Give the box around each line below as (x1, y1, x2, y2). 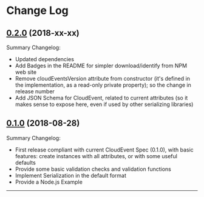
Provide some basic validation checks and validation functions (15, 165, 172, 173)
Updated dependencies (15, 56, 75, 62)
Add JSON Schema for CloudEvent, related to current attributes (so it (15, 95, 188, 101)
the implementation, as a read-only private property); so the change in (15, 81, 191, 88)
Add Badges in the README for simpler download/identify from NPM (15, 62, 187, 69)
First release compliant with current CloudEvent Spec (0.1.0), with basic (15, 146, 194, 153)
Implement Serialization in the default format (15, 172, 126, 179)
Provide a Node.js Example (15, 178, 83, 185)
